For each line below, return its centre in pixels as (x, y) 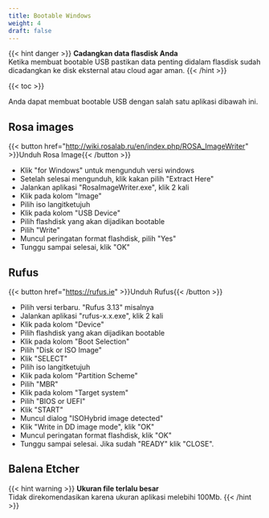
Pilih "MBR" (39, 384)
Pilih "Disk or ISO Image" (61, 350)
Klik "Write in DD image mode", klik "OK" (87, 427)
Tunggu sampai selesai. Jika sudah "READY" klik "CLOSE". (117, 444)
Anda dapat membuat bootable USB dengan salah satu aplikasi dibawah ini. (133, 102)
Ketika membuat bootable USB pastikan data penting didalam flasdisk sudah (134, 62)
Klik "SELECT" (44, 359)
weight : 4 (25, 23)
